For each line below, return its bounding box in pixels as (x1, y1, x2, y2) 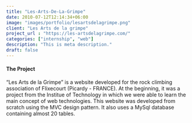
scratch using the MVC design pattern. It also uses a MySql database (6, 103, 174, 111)
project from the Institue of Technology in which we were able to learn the (6, 91, 186, 98)
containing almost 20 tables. (6, 110, 76, 117)
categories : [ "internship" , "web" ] (6, 36, 94, 42)
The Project (6, 66, 35, 73)
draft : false (6, 47, 38, 53)
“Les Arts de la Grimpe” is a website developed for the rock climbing (6, 78, 173, 86)
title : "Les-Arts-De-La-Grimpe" (6, 8, 86, 15)
